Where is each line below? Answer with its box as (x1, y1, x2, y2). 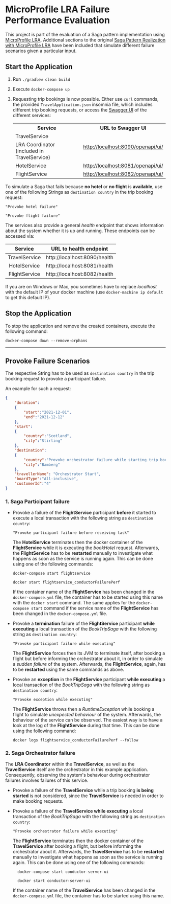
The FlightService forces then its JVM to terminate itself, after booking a (12, 650, 165, 657)
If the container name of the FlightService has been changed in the (12, 589, 155, 595)
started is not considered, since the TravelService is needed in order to (12, 793, 164, 799)
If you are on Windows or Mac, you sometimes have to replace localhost (5, 283, 157, 289)
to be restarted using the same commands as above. (12, 666, 125, 673)
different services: (12, 112, 51, 118)
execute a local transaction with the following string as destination (12, 515, 154, 521)
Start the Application (5, 62, 73, 71)
